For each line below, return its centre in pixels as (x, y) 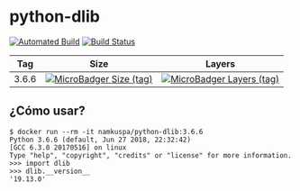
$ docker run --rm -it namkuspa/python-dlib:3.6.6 (106, 132)
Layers (221, 63)
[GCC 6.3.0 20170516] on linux (68, 147)
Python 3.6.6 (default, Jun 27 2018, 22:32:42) (100, 140)
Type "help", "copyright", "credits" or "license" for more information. (151, 155)
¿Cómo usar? (47, 111)
